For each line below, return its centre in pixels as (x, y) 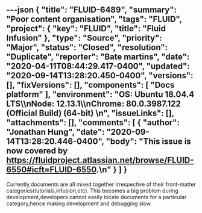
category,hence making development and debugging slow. (79, 203)
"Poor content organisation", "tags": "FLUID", (94, 20)
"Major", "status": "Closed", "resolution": (87, 48)
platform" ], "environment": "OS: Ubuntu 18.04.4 (100, 95)
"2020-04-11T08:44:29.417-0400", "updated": (98, 66)
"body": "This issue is (148, 142)
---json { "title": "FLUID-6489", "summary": (91, 10)
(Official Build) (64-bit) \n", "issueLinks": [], (90, 113)
